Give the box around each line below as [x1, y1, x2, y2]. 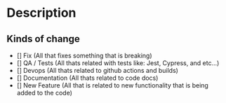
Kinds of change [6, 33, 80, 45]
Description [6, 5, 77, 21]
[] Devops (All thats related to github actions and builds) [16, 67, 178, 74]
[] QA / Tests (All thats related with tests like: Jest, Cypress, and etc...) [16, 59, 220, 67]
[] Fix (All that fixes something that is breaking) [16, 51, 152, 60]
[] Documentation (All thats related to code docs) [16, 74, 159, 82]
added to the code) [16, 89, 73, 97]
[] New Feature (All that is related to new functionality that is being [16, 81, 208, 89]
